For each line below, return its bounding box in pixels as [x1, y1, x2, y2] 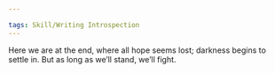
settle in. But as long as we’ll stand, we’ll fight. [8, 54, 177, 64]
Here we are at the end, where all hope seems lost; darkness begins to [8, 45, 267, 55]
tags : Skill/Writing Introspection [8, 20, 140, 29]
